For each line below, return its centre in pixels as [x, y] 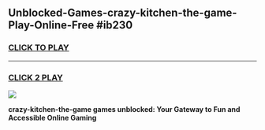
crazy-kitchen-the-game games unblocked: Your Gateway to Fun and [124, 109]
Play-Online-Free [51, 26]
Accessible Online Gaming [52, 117]
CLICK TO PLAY [39, 48]
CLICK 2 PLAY [35, 77]
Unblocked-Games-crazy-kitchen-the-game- [123, 13]
